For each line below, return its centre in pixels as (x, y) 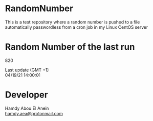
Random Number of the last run (70, 47)
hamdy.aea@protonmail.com (34, 113)
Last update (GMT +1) (27, 70)
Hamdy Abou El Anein (27, 108)
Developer (26, 95)
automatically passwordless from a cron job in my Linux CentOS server (76, 27)
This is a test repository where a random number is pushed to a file (73, 22)
